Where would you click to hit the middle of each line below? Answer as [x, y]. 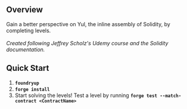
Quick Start [28, 68]
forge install [32, 89]
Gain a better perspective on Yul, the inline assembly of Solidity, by [88, 24]
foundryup [27, 83]
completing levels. [29, 30]
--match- [171, 96]
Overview [25, 10]
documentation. [26, 49]
